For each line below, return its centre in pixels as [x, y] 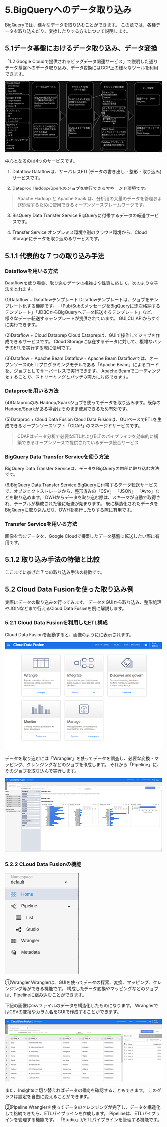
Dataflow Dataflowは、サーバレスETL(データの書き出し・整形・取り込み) [87, 172]
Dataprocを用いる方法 [32, 391]
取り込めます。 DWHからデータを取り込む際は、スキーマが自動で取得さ [87, 497]
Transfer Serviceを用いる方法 [41, 524]
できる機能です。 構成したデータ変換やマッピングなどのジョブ [95, 988]
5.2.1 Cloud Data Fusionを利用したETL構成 [56, 623]
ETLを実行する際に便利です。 [43, 347]
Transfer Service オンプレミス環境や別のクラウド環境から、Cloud [80, 232]
